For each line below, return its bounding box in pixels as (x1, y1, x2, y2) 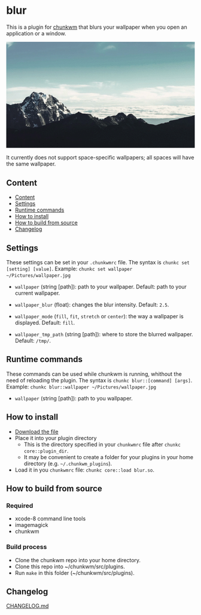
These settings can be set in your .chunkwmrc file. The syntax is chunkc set (6, 259, 190, 266)
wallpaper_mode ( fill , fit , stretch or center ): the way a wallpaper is (14, 313, 184, 320)
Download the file (14, 428, 59, 435)
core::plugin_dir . (23, 447, 69, 454)
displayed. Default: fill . (14, 319, 75, 327)
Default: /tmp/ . (14, 337, 51, 345)
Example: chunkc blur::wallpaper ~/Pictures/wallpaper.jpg (6, 383, 157, 390)
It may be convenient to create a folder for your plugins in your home (23, 453, 193, 460)
